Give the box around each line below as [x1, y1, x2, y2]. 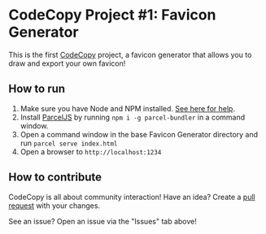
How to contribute [8, 171, 102, 184]
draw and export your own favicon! [8, 58, 126, 68]
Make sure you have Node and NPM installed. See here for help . [20, 103, 236, 113]
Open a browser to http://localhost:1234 [20, 146, 162, 156]
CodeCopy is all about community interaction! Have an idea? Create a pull [8, 192, 255, 201]
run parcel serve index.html [20, 138, 118, 148]
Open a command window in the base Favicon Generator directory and [20, 129, 259, 139]
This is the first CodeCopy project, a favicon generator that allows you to [8, 50, 252, 59]
